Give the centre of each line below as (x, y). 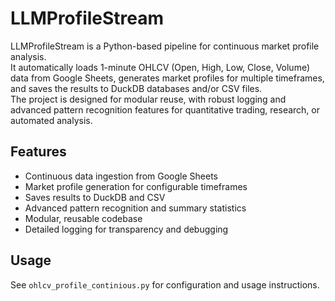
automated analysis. (51, 120)
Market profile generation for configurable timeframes (136, 186)
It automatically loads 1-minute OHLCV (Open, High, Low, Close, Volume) (160, 67)
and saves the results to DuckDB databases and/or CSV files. (136, 88)
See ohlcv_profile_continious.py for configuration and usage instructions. (165, 284)
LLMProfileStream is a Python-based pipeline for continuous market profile (165, 46)
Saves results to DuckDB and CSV (95, 197)
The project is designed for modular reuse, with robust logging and (148, 99)
